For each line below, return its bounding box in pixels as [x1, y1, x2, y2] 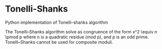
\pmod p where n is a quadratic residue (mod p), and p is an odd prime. [5, 34, 149, 40]
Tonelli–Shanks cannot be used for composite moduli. [5, 39, 114, 45]
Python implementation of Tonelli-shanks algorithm [5, 19, 108, 25]
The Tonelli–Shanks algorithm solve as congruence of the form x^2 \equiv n [5, 29, 158, 34]
